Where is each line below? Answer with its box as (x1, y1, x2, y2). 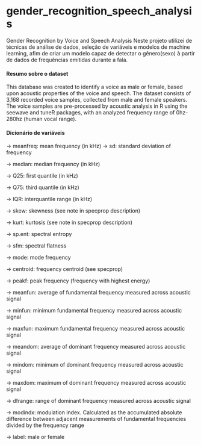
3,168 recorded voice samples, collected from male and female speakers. (6, 96, 188, 104)
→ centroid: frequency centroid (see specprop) (6, 266, 123, 273)
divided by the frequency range (6, 422, 84, 429)
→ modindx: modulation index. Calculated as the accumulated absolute (6, 409, 182, 416)
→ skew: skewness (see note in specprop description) (6, 207, 141, 214)
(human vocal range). (23, 116, 77, 123)
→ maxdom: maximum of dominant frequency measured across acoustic (6, 379, 187, 387)
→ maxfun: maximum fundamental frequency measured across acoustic (6, 325, 185, 332)
